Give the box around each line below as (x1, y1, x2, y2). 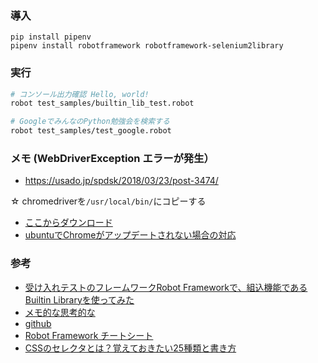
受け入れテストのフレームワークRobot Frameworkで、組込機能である (24, 281, 308, 293)
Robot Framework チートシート (24, 329, 154, 341)
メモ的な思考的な (24, 306, 96, 318)
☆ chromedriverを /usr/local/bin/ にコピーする (10, 195, 207, 207)
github (24, 317, 52, 329)
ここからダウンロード (24, 217, 113, 229)
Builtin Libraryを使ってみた (24, 293, 135, 306)
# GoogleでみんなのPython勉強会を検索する (10, 117, 170, 127)
